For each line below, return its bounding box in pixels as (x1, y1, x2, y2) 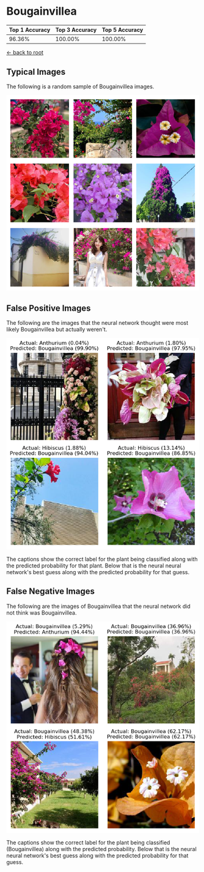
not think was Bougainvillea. (6, 609, 77, 616)
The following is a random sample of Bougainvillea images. (6, 83, 155, 90)
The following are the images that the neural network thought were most (6, 319, 189, 326)
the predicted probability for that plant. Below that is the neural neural (6, 562, 181, 569)
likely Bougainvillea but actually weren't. (6, 325, 107, 333)
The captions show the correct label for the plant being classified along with (6, 556, 198, 563)
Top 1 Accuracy (9, 26, 51, 34)
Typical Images (6, 66, 66, 77)
